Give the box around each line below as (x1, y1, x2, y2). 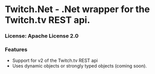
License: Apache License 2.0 (5, 32, 79, 40)
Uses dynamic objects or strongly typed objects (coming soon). (12, 63, 147, 69)
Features (5, 46, 28, 53)
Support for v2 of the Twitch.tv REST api (12, 57, 98, 64)
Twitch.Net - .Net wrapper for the (5, 4, 150, 15)
